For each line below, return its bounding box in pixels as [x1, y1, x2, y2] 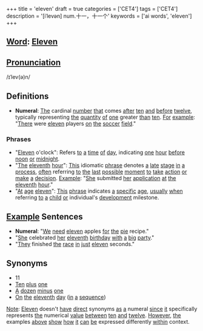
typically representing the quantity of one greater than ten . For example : [15, 113, 196, 121]
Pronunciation [6, 57, 61, 67]
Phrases [6, 135, 32, 143]
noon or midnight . [15, 155, 60, 162]
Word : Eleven [6, 36, 58, 47]
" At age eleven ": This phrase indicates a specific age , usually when [15, 187, 183, 195]
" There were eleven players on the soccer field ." [15, 120, 136, 127]
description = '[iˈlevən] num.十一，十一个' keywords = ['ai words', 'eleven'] [6, 12, 192, 19]
